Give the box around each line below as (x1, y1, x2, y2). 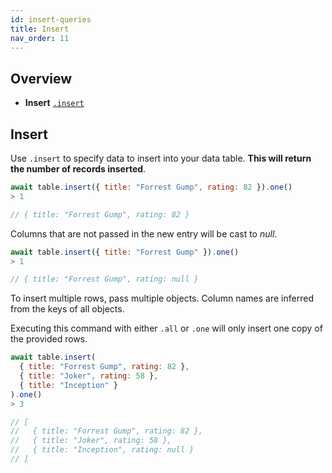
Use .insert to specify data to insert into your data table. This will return (10, 152, 312, 164)
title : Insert (10, 24, 70, 34)
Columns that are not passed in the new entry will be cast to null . (10, 227, 278, 240)
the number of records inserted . (10, 163, 147, 175)
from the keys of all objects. (10, 303, 125, 315)
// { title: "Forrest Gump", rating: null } (10, 274, 199, 285)
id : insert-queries (10, 14, 92, 25)
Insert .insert (24, 97, 85, 109)
